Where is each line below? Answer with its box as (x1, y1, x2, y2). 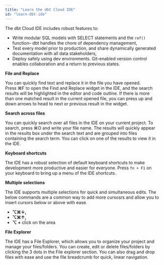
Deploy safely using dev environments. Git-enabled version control (12, 55, 147, 61)
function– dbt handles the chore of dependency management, (12, 40, 138, 46)
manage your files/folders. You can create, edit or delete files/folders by (5, 243, 150, 249)
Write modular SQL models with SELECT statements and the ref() (12, 35, 146, 41)
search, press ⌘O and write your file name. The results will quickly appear (5, 125, 156, 131)
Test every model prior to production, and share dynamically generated (12, 45, 156, 51)
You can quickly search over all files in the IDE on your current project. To (5, 120, 153, 126)
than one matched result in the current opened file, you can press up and (5, 95, 153, 101)
